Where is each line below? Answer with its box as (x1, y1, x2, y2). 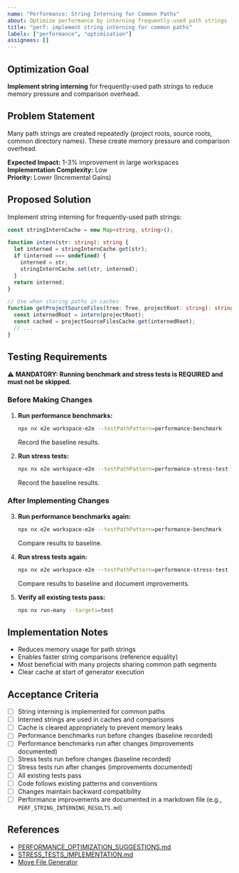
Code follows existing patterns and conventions (17, 779, 158, 788)
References (7, 824, 60, 836)
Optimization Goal (7, 63, 89, 75)
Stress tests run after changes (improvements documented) (17, 763, 193, 771)
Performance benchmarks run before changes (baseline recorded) (17, 732, 213, 740)
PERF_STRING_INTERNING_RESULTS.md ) (17, 803, 122, 811)
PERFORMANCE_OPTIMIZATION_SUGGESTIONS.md (17, 842, 171, 851)
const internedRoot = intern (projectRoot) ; (14, 311, 144, 318)
